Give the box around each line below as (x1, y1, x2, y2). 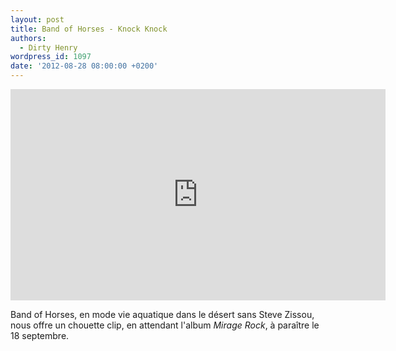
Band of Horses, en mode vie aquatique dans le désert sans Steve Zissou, (10, 309, 315, 320)
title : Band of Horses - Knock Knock (10, 24, 168, 34)
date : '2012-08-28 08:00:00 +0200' (10, 61, 159, 71)
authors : (10, 33, 47, 43)
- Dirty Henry (19, 42, 78, 53)
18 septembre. (10, 330, 70, 341)
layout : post (10, 14, 65, 25)
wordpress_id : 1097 (10, 52, 92, 62)
